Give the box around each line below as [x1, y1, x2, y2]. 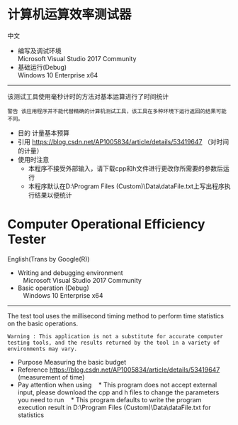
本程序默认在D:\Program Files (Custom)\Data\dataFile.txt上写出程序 [28, 182, 225, 190]
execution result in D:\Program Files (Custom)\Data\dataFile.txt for [17, 403, 211, 411]
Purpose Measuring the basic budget [17, 357, 127, 366]
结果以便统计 [34, 190, 72, 199]
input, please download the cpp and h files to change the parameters [17, 388, 220, 397]
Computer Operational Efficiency [7, 216, 205, 232]
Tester [7, 232, 46, 247]
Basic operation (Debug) [17, 284, 90, 292]
